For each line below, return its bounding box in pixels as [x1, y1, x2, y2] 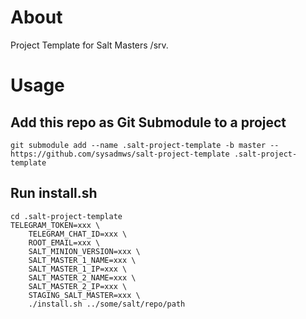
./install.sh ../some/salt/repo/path [28, 299, 186, 309]
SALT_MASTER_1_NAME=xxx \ [28, 255, 137, 265]
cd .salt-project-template [10, 211, 123, 221]
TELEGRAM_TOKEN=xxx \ [10, 220, 101, 230]
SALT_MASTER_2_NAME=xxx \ [28, 272, 137, 283]
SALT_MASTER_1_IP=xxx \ [28, 264, 128, 274]
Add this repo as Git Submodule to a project [10, 114, 287, 131]
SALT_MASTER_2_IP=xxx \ [28, 281, 128, 291]
